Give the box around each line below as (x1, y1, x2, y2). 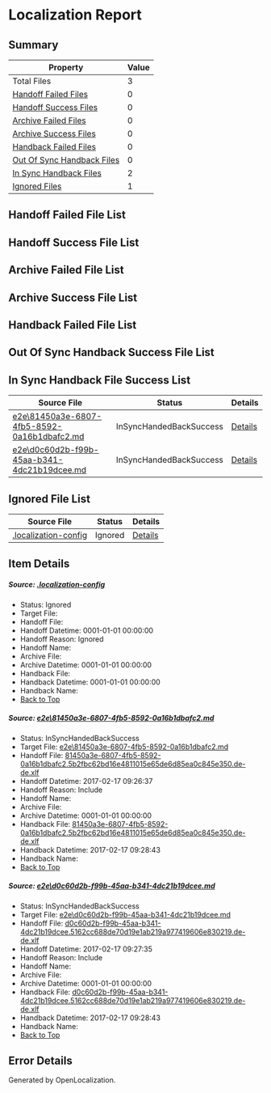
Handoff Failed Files (12, 89, 89, 100)
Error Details (8, 1053, 73, 1067)
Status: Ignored (19, 600, 72, 610)
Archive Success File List (8, 290, 138, 304)
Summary (8, 38, 59, 52)
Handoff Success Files (12, 102, 98, 112)
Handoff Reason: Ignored (19, 634, 104, 644)
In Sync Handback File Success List (8, 373, 191, 387)
